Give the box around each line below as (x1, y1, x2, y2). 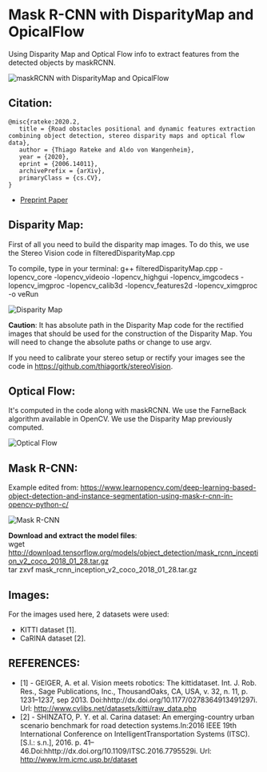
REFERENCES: (8, 657, 81, 670)
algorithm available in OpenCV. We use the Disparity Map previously (8, 414, 233, 424)
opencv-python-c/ (8, 499, 70, 510)
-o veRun (8, 289, 39, 298)
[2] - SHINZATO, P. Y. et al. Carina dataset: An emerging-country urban (19, 712, 255, 721)
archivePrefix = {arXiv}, (18, 167, 106, 175)
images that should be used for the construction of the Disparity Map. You (8, 329, 253, 338)
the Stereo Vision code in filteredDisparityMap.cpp (8, 248, 176, 257)
